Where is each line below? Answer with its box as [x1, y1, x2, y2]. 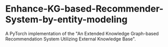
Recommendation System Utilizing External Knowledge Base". [5, 36, 136, 42]
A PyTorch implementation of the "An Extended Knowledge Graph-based [5, 30, 159, 36]
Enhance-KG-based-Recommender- [5, 3, 164, 15]
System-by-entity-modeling [5, 14, 128, 25]
